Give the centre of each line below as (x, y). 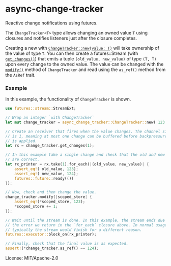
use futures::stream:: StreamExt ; (41, 109)
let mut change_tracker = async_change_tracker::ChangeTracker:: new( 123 (85, 122)
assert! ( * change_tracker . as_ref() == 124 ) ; (52, 248)
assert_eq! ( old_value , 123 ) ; (47, 169)
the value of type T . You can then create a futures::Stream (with (72, 53)
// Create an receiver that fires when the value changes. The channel (83, 131)
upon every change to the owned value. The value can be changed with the (84, 64)
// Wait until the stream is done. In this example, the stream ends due (85, 220)
